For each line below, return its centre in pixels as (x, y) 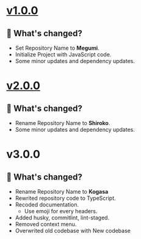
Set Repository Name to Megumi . (57, 48)
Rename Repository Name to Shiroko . (63, 123)
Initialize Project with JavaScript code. (63, 55)
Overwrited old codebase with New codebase (73, 231)
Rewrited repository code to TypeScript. (65, 198)
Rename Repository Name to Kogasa (62, 192)
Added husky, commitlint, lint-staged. (62, 218)
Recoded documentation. (47, 205)
